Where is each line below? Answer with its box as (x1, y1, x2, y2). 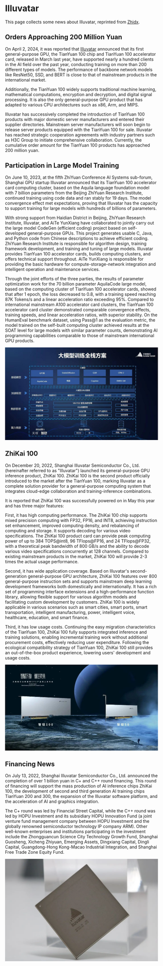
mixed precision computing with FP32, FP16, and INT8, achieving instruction (5, 517, 158, 523)
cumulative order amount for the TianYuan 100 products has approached (5, 142, 150, 148)
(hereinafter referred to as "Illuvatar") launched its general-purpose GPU (5, 467, 150, 474)
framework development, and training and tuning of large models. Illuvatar (5, 246, 154, 252)
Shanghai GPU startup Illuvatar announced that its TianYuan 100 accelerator (5, 179, 157, 185)
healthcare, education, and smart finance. (5, 614, 89, 620)
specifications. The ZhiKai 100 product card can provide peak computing (5, 533, 151, 539)
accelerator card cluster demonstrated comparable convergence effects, (5, 306, 151, 312)
